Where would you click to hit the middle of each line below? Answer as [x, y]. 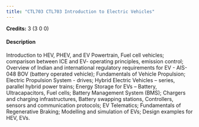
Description [21, 42]
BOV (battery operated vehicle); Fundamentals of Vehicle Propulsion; [101, 74]
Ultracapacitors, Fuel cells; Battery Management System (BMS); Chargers [96, 93]
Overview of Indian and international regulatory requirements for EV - [91, 67]
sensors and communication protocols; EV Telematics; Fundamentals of [94, 105]
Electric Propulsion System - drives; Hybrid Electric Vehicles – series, [91, 80]
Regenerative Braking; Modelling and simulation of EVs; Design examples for [99, 111]
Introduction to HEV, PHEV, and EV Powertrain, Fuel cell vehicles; [85, 55]
